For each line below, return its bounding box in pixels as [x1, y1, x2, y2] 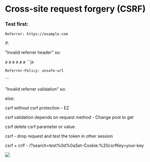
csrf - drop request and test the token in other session [5, 133, 113, 139]
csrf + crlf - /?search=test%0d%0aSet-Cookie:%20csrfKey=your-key [5, 143, 144, 148]
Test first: [5, 21, 29, 28]
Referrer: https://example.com [5, 32, 68, 37]
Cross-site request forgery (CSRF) [5, 3, 146, 15]
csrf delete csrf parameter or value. [5, 124, 76, 130]
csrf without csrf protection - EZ [5, 105, 69, 111]
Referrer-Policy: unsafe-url [5, 68, 64, 73]
